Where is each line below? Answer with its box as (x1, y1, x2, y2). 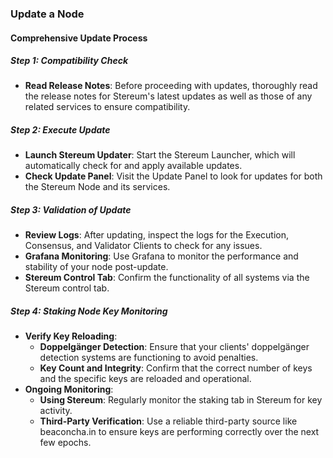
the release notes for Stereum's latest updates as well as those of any (24, 90, 313, 102)
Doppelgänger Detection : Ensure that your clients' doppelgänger (39, 341, 310, 353)
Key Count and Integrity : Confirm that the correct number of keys (39, 362, 313, 374)
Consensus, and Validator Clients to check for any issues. (24, 240, 263, 252)
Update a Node (10, 7, 85, 21)
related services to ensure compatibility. (24, 101, 191, 113)
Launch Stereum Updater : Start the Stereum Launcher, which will (24, 149, 296, 161)
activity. (39, 405, 73, 417)
